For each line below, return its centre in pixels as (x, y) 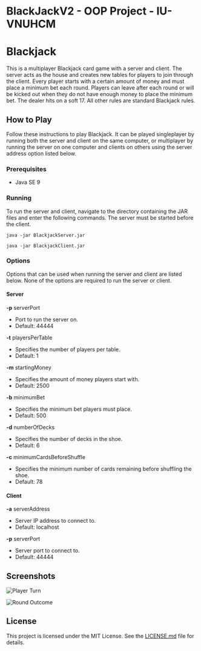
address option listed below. (41, 153)
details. (15, 642)
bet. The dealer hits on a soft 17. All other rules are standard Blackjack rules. (101, 100)
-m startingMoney (29, 368)
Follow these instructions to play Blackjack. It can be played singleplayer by (100, 134)
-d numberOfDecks (31, 427)
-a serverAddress (28, 509)
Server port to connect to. (47, 551)
